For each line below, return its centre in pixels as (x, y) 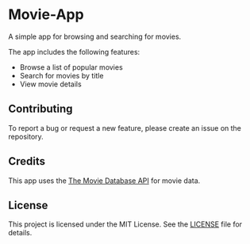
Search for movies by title (62, 75)
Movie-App (46, 15)
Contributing (40, 109)
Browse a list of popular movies (71, 67)
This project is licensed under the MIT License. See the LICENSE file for (125, 224)
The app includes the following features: (74, 51)
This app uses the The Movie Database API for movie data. (104, 181)
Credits (27, 161)
